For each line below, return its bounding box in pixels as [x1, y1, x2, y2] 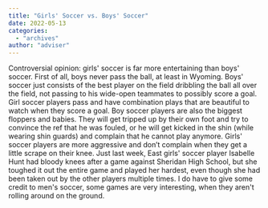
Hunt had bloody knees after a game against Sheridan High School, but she [8, 157, 258, 166]
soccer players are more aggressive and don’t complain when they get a [8, 140, 247, 150]
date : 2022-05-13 [8, 19, 67, 27]
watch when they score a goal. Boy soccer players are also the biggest [8, 106, 243, 116]
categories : [8, 26, 48, 34]
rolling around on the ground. [8, 191, 105, 201]
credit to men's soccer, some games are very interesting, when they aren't [8, 182, 254, 192]
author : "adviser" [8, 42, 70, 50]
